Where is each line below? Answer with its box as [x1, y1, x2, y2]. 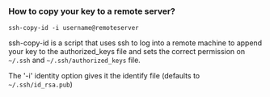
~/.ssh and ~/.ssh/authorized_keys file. [8, 55, 141, 65]
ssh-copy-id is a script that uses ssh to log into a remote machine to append [8, 38, 263, 48]
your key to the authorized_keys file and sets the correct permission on [8, 47, 245, 57]
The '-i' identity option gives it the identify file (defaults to [8, 71, 200, 81]
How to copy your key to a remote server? [8, 6, 175, 17]
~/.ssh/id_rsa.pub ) [8, 79, 73, 90]
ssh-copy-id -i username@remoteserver [8, 24, 139, 32]
